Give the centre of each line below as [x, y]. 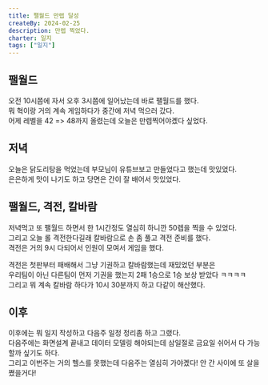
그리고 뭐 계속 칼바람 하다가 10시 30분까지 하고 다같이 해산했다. [107, 284]
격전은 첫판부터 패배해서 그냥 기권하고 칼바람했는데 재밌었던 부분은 [112, 264]
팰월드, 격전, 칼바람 [53, 207]
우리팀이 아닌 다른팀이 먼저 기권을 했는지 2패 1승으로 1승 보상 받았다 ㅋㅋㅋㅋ [127, 275]
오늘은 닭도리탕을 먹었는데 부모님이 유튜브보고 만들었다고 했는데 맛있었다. [123, 169]
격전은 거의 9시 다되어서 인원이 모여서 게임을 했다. [86, 247]
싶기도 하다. [41, 353]
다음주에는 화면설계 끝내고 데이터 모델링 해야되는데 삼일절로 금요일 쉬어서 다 [127, 343]
